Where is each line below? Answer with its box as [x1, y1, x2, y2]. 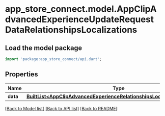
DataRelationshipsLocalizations [5, 24, 137, 35]
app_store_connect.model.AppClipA [5, 3, 157, 15]
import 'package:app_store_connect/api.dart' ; [5, 57, 102, 62]
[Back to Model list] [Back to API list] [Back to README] [5, 105, 118, 111]
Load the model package [5, 44, 82, 52]
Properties [5, 70, 38, 79]
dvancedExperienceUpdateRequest [5, 14, 154, 25]
